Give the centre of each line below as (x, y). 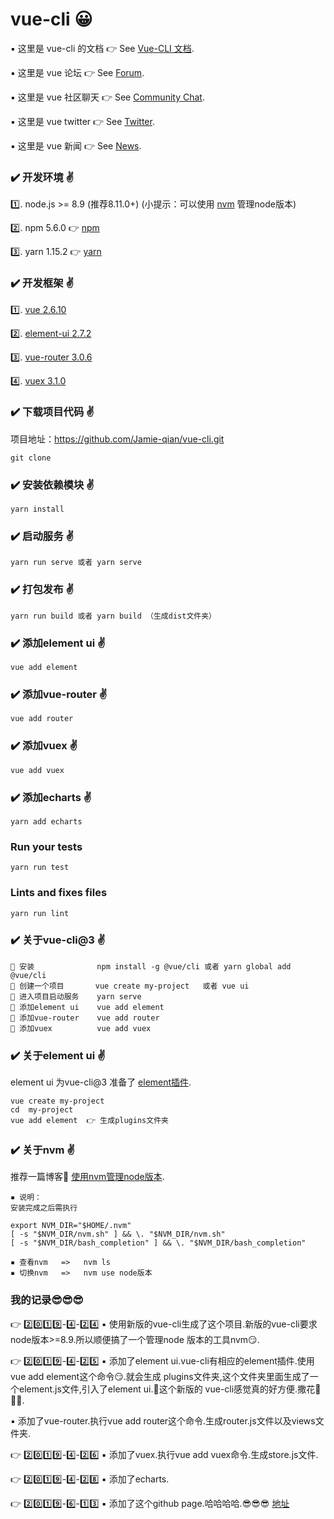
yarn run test (40, 868)
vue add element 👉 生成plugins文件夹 (89, 1121)
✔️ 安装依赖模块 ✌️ (52, 485)
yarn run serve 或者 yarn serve (76, 563)
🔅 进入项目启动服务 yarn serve (76, 996)
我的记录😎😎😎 (47, 1300)
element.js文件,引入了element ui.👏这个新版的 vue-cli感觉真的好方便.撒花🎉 (170, 1389)
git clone (31, 458)
